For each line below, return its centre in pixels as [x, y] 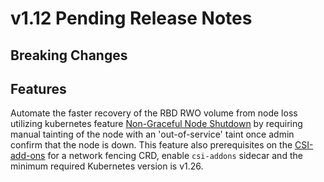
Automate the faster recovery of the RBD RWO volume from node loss [154, 113]
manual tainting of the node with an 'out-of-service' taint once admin [152, 134]
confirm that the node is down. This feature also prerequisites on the [151, 145]
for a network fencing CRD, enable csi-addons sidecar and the [175, 156]
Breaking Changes [69, 55]
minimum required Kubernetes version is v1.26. [107, 166]
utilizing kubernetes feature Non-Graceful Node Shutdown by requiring [156, 124]
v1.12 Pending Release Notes [131, 18]
